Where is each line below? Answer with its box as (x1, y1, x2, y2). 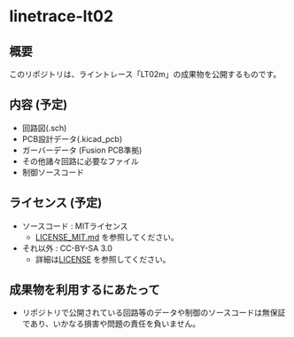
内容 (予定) (9, 98, 68, 113)
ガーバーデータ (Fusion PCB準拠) (21, 145, 143, 155)
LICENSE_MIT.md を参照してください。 (35, 231, 179, 242)
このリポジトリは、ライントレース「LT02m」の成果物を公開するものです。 (9, 69, 282, 79)
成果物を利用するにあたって (9, 282, 160, 298)
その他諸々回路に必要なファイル (21, 155, 139, 166)
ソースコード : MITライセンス (21, 220, 128, 231)
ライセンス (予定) (9, 195, 103, 210)
